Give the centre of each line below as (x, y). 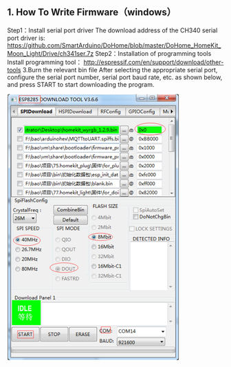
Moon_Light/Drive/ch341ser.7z (51, 53)
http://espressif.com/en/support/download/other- (154, 62)
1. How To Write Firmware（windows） (92, 12)
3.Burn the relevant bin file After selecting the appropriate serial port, (120, 70)
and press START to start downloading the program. (81, 84)
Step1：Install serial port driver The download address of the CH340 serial (112, 30)
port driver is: (26, 38)
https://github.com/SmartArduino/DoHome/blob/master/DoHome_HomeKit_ (114, 45)
